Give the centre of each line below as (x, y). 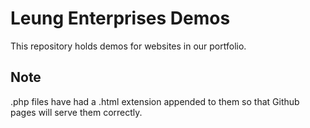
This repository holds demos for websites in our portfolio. (128, 46)
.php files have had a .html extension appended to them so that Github (155, 101)
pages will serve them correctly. (76, 112)
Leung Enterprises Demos (120, 18)
